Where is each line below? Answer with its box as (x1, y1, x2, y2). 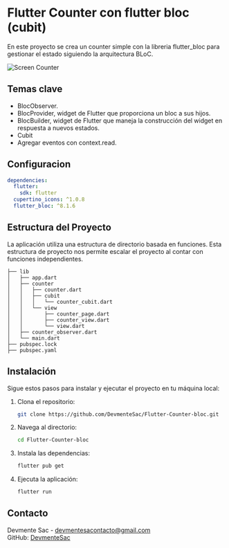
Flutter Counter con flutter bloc (7, 5, 190, 21)
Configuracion (7, 158, 71, 170)
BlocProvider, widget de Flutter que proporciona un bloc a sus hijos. (17, 109, 211, 117)
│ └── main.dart (7, 334, 60, 342)
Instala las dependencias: (17, 449, 90, 457)
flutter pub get (17, 462, 64, 470)
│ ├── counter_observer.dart (7, 329, 98, 336)
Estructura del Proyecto (7, 221, 112, 233)
